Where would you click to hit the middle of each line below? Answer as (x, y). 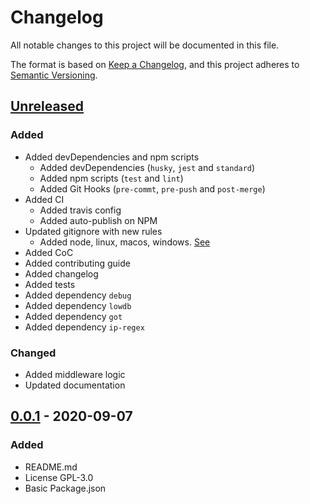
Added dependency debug (78, 295)
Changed (33, 353)
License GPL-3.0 (59, 477)
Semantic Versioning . (54, 75)
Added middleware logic (75, 374)
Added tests (50, 284)
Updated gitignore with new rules (93, 231)
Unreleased (47, 106)
